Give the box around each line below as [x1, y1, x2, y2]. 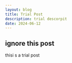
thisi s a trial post [5, 52, 40, 58]
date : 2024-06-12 [5, 21, 41, 26]
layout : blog [5, 7, 32, 12]
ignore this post [5, 39, 55, 47]
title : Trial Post [5, 12, 43, 17]
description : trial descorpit [5, 16, 68, 21]
